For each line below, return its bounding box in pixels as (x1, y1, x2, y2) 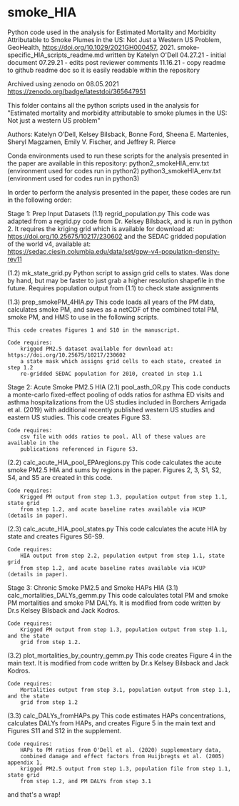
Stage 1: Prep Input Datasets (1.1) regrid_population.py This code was (7, 209, 210, 218)
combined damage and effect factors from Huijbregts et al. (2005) (20, 753, 225, 760)
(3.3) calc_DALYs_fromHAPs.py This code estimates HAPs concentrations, (7, 711, 226, 720)
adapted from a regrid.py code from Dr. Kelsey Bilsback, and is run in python (7, 217, 233, 225)
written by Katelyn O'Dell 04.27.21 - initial (105, 51, 226, 59)
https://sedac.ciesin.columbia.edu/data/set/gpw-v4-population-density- (7, 247, 220, 255)
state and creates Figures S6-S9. (7, 532, 105, 541)
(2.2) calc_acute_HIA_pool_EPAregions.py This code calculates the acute (7, 458, 222, 466)
